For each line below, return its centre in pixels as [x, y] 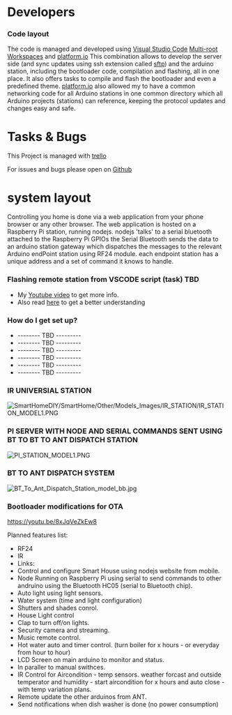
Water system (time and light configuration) [80, 601]
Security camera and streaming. [63, 630]
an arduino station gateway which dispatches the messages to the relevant [115, 247]
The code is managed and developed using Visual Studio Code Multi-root [113, 49]
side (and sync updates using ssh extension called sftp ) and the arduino [110, 64]
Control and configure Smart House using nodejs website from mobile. [118, 571]
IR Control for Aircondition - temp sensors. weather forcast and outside [119, 675]
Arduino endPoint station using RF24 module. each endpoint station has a [113, 254]
